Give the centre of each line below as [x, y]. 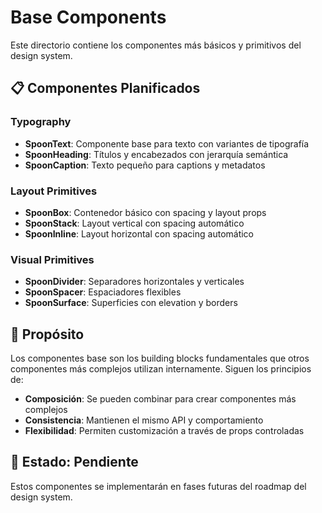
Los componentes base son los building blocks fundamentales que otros [160, 358]
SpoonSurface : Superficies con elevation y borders [131, 303]
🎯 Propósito [47, 334]
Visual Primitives [52, 259]
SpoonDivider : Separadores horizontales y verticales [134, 282]
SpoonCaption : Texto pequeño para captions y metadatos [145, 165]
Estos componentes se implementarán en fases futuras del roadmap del [158, 486]
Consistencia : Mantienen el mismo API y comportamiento [144, 420]
